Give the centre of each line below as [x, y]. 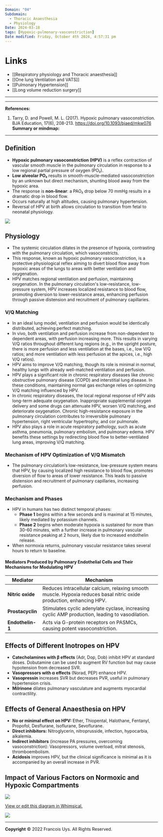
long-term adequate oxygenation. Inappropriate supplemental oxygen [81, 401]
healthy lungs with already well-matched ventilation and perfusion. [79, 370]
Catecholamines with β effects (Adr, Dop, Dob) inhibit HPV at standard [83, 657]
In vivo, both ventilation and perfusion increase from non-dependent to [83, 333]
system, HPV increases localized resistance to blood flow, [89, 289]
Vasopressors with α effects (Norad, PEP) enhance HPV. [69, 673]
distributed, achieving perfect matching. [52, 328]
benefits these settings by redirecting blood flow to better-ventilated [80, 437]
